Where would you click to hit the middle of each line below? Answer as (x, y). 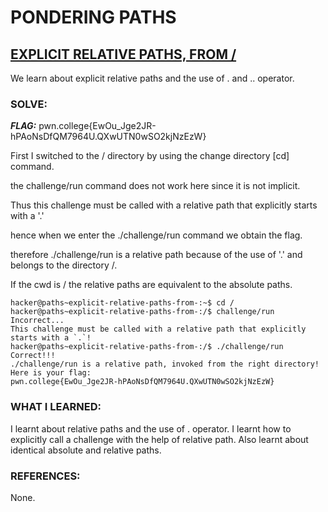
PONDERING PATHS (93, 17)
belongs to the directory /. (64, 265)
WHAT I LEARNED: (56, 407)
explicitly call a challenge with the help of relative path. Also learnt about (159, 439)
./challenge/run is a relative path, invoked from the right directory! (165, 364)
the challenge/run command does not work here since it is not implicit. (155, 186)
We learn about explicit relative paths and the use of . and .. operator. (152, 78)
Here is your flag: (51, 373)
